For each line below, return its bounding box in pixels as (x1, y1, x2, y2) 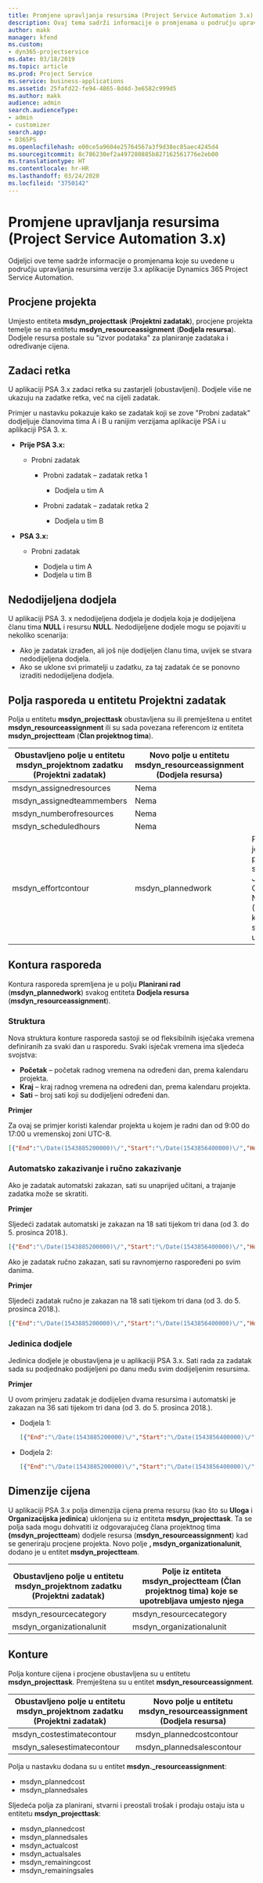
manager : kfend (8, 33, 58, 42)
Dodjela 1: (19, 1418, 52, 1428)
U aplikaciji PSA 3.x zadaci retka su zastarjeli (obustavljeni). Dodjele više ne (8, 385, 252, 394)
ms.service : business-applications (8, 77, 124, 85)
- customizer (8, 121, 51, 129)
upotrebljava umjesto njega (139, 1595, 244, 1606)
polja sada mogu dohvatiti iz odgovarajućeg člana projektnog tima (8, 1522, 221, 1531)
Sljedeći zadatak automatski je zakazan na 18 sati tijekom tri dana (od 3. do (8, 1219, 250, 1229)
